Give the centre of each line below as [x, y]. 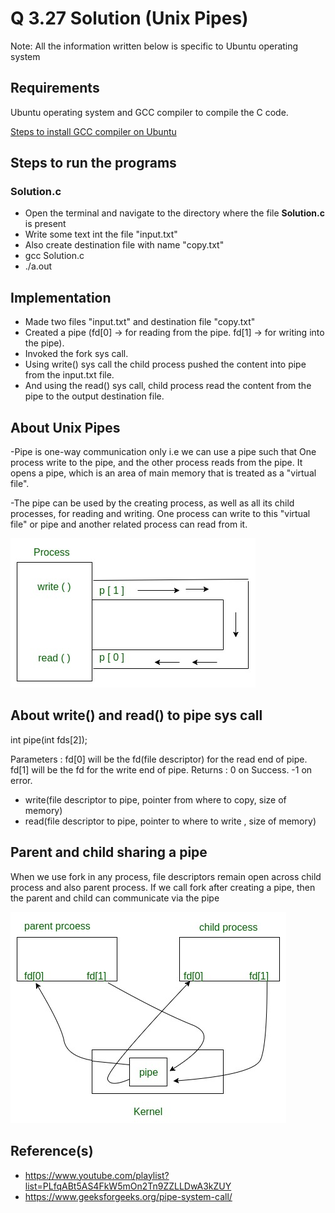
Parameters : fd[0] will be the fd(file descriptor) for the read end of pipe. [159, 759]
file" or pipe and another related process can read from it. [129, 524]
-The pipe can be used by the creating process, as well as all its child [152, 503]
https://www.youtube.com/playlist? [97, 1175]
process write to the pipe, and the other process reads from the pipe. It [156, 463]
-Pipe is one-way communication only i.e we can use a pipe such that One [163, 452]
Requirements [55, 88]
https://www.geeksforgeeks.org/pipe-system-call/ [128, 1196]
